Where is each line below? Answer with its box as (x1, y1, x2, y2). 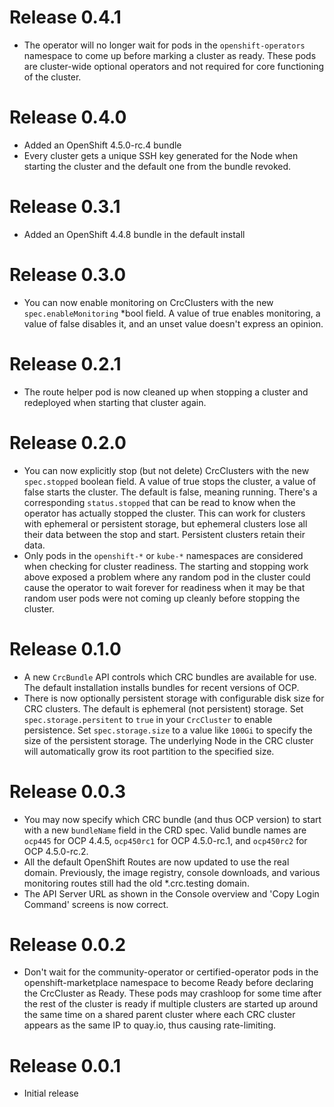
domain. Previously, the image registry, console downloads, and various (23, 866, 321, 878)
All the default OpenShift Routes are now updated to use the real (23, 856, 290, 868)
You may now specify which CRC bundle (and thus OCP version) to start (23, 813, 322, 825)
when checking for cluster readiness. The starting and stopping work (23, 560, 309, 572)
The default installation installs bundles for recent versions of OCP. (23, 681, 300, 693)
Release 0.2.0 (9, 431, 127, 454)
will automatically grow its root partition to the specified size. (23, 745, 275, 757)
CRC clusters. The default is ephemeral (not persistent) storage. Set (23, 702, 304, 715)
